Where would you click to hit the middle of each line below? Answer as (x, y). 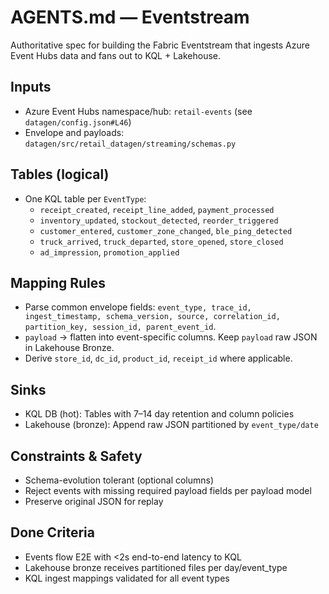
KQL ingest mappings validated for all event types (127, 578)
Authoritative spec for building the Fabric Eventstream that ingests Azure (160, 45)
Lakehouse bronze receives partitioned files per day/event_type (156, 567)
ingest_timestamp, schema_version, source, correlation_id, (152, 317)
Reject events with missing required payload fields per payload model (168, 490)
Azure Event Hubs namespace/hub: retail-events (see (138, 111)
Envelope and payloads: (74, 132)
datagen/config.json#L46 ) (78, 122)
